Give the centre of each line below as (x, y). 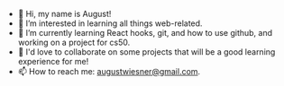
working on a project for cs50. (74, 42)
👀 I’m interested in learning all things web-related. (110, 23)
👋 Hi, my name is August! (64, 14)
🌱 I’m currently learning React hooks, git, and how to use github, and (145, 33)
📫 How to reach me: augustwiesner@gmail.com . (109, 71)
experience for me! (53, 61)
